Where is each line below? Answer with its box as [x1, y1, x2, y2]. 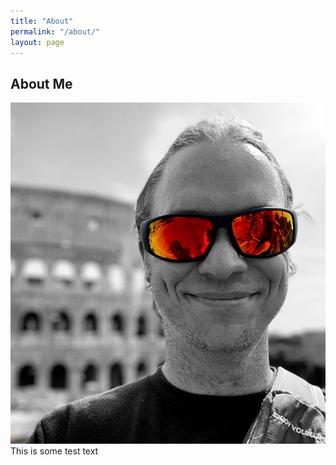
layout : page [10, 37, 65, 47]
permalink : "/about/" [10, 26, 101, 37]
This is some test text [10, 445, 99, 457]
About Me [10, 75, 73, 92]
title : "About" [10, 16, 74, 26]
